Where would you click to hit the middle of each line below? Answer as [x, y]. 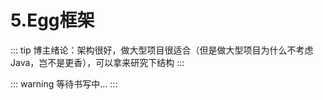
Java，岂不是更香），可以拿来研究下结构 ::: [97, 62]
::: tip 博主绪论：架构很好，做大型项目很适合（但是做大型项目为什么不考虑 [162, 50]
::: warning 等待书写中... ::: [64, 83]
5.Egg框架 [52, 20]
